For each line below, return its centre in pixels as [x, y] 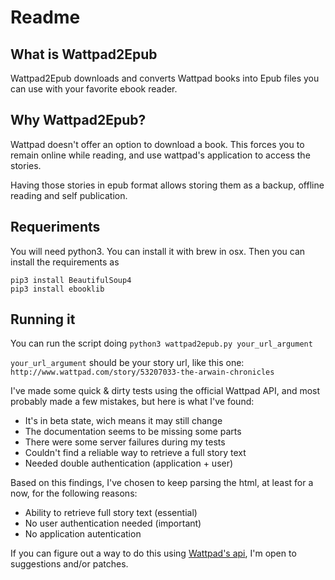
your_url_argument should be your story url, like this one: [127, 363]
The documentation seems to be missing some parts [133, 432]
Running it [43, 319]
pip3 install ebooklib [57, 289]
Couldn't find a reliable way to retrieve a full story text [135, 453]
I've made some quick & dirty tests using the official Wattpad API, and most [165, 391]
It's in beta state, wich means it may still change [123, 421]
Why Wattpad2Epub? [78, 120]
